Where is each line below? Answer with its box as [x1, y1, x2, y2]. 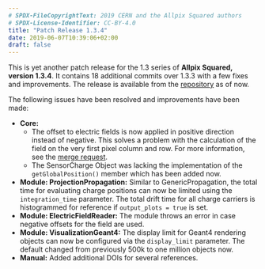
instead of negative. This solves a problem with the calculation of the [31, 135, 256, 145]
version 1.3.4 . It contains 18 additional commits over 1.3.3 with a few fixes [8, 71, 248, 81]
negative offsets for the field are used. [19, 219, 145, 229]
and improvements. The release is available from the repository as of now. [8, 80, 250, 89]
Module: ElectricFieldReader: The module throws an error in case [19, 211, 236, 221]
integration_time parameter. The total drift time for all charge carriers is [19, 195, 256, 204]
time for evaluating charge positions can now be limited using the [19, 186, 233, 195]
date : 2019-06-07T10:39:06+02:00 [8, 33, 119, 42]
